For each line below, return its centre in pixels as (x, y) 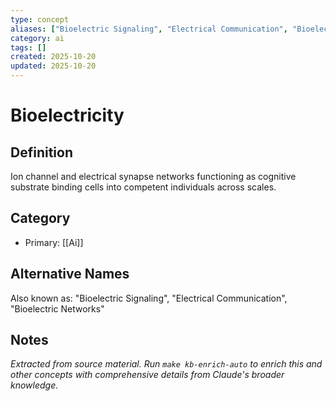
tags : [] (28, 47)
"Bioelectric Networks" (57, 308)
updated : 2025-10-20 (53, 66)
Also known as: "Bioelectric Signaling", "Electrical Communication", (149, 298)
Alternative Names (70, 274)
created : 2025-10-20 (53, 57)
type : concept (40, 19)
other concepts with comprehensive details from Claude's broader (147, 375)
